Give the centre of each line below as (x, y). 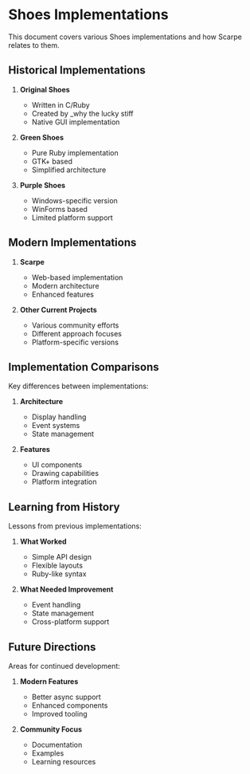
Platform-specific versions (75, 342)
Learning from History (64, 507)
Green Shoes (42, 137)
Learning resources (64, 762)
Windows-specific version (74, 200)
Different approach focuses (76, 333)
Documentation (57, 745)
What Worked (43, 542)
